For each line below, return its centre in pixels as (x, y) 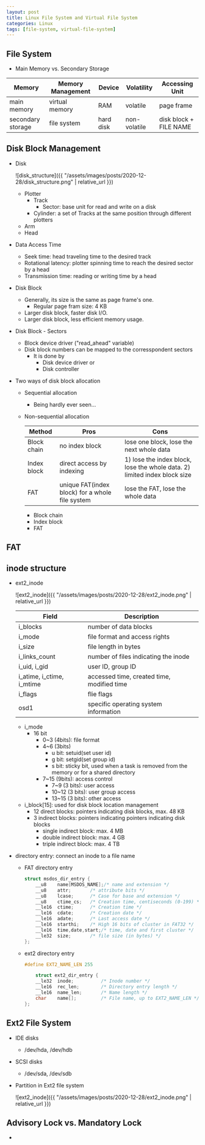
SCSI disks (29, 1061)
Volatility (139, 88)
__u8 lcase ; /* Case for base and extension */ (108, 896)
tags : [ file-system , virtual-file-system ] (61, 29)
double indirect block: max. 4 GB (84, 838)
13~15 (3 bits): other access (86, 798)
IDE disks (27, 1038)
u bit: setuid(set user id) (81, 753)
